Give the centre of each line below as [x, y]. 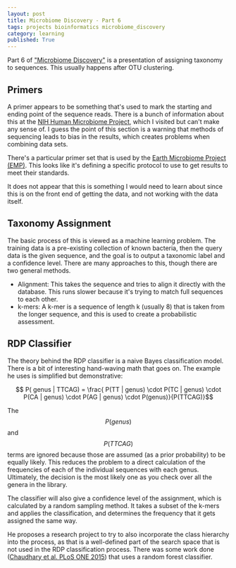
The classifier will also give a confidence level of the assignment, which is [114, 498]
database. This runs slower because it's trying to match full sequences [120, 291]
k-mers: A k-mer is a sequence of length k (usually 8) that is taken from [121, 307]
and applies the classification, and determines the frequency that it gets [112, 513]
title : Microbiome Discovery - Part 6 [64, 20]
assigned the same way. [42, 520]
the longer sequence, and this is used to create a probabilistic [107, 314]
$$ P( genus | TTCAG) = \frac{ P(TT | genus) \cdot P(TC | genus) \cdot [118, 389]
